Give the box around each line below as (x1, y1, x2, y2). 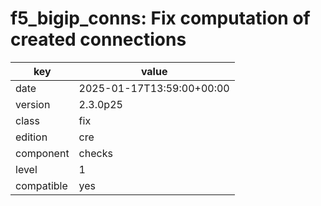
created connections (10, 28, 187, 51)
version (15, 97, 51, 111)
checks (78, 146, 113, 160)
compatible (15, 178, 68, 192)
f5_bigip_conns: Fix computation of (10, 7, 311, 30)
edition (15, 130, 48, 144)
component (15, 146, 70, 160)
